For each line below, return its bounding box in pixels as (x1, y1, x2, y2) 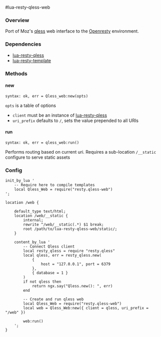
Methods (5, 70, 27, 77)
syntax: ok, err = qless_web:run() (5, 140, 79, 145)
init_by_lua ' (5, 178, 35, 183)
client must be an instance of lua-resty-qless (12, 112, 107, 118)
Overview (5, 17, 29, 24)
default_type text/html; (14, 209, 66, 214)
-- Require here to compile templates (14, 183, 95, 188)
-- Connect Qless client (23, 244, 75, 249)
